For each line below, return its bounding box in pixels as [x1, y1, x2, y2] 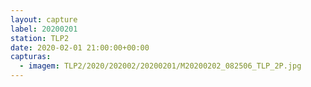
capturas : [10, 52, 52, 62]
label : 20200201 [10, 24, 78, 34]
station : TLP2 [10, 33, 70, 43]
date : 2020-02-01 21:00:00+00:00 [10, 42, 150, 53]
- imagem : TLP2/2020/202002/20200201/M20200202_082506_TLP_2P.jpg [19, 61, 302, 71]
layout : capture [10, 14, 78, 25]
